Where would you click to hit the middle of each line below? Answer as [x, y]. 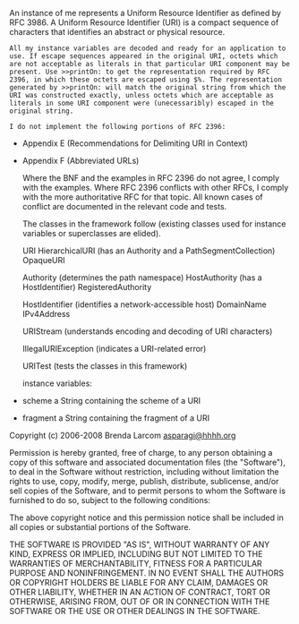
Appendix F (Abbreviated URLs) [81, 161]
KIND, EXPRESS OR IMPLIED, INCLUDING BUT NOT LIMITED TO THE [136, 554]
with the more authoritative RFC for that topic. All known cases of [142, 197]
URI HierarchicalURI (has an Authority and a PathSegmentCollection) [149, 251]
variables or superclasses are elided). [91, 233]
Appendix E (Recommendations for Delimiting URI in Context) [135, 143]
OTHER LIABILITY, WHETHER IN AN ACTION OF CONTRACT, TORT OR [140, 592]
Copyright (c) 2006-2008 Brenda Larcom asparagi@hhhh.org [123, 435]
